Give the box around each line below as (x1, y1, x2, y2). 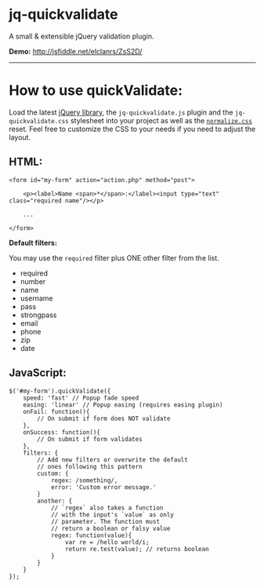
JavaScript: (9, 367, 67, 380)
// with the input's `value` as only (50, 510, 175, 519)
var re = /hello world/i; (64, 538, 150, 546)
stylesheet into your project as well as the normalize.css (70, 115, 253, 125)
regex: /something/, (50, 477, 118, 484)
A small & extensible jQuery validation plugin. (9, 31, 155, 41)
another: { (37, 497, 73, 505)
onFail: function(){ (23, 407, 90, 415)
